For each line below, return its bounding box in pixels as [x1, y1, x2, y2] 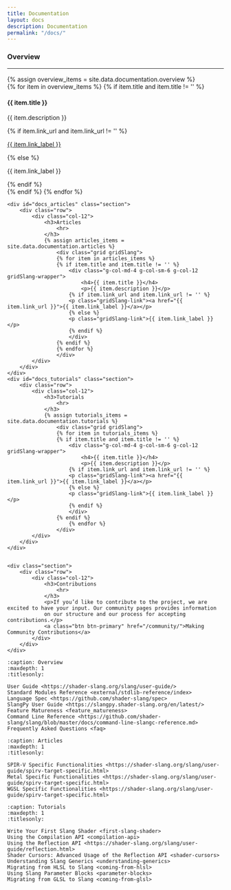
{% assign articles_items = [43, 237, 125, 245]
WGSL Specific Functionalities [7, 786, 97, 793]
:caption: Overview [7, 659, 63, 666]
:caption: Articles [7, 738, 63, 745]
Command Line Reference [7, 714, 76, 721]
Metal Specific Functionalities [7, 774, 100, 780]
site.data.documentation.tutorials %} [7, 418, 118, 425]
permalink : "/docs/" [7, 29, 67, 37]
